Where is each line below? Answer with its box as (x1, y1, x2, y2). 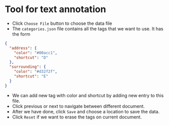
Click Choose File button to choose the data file (12, 20, 112, 26)
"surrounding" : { (9, 64, 46, 69)
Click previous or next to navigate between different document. (12, 103, 145, 109)
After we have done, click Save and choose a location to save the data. (12, 108, 160, 114)
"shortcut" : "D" (14, 55, 49, 60)
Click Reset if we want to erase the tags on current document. (12, 114, 142, 120)
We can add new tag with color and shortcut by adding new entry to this (12, 92, 164, 98)
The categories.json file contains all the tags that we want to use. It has (12, 25, 163, 31)
